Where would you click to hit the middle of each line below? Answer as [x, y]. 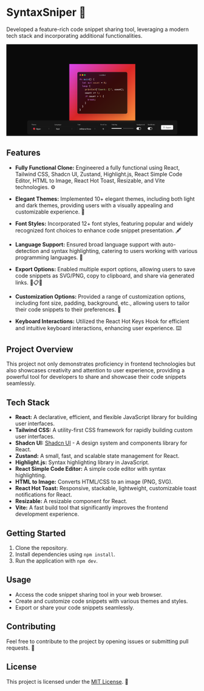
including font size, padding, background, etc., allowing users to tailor [102, 303]
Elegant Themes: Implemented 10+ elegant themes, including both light [105, 199]
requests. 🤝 [21, 648]
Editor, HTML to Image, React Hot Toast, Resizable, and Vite [90, 180]
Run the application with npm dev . [56, 561]
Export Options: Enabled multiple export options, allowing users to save [105, 269]
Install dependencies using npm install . [65, 554]
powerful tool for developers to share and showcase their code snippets [97, 377]
